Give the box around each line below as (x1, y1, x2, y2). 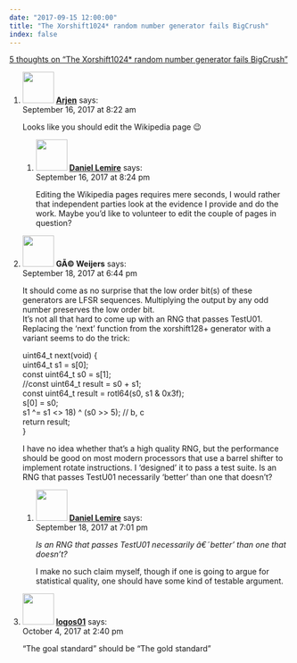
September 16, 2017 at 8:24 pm (35, 172, 151, 183)
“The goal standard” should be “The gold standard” (21, 643, 211, 654)
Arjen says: (55, 95, 99, 105)
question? (35, 218, 72, 229)
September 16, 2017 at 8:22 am (21, 105, 136, 115)
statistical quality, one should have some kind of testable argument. (35, 575, 284, 586)
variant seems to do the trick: (21, 332, 130, 344)
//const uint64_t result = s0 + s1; (21, 379, 142, 390)
